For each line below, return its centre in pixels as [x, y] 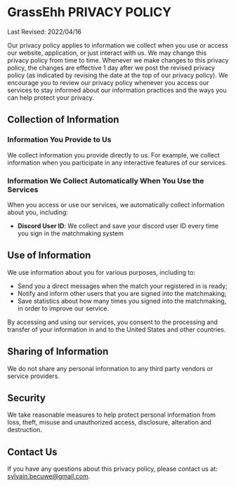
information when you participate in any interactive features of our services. [117, 162]
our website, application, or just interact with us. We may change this [107, 53]
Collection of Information [63, 120]
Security [26, 398]
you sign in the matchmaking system [71, 233]
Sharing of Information [58, 352]
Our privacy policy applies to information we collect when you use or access [118, 45]
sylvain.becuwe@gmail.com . [49, 476]
